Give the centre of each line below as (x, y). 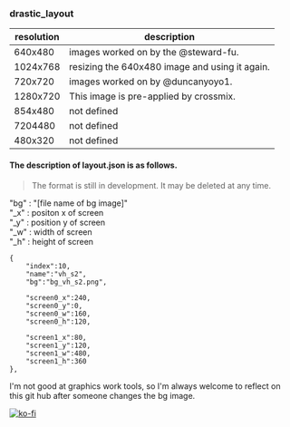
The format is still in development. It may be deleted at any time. (151, 185)
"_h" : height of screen (51, 241)
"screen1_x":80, (57, 337)
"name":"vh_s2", (57, 274)
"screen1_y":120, (58, 345)
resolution (38, 37)
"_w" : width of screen (51, 232)
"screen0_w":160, (58, 314)
